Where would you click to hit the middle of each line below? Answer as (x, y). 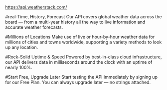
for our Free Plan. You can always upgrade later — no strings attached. (78, 82)
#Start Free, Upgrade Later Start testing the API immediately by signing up (82, 77)
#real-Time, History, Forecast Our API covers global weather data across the (83, 17)
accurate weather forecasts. (34, 27)
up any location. (22, 47)
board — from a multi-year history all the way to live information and (75, 22)
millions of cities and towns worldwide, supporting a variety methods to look (83, 42)
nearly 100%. (19, 67)
